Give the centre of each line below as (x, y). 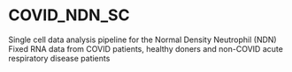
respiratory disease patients (59, 58)
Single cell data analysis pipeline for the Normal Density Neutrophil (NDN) (142, 40)
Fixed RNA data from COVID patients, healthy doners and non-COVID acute (146, 48)
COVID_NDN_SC (69, 15)
